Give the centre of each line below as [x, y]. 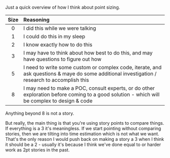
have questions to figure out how [62, 59]
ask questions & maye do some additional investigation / [90, 74]
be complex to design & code [58, 101]
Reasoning [36, 20]
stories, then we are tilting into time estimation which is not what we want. [82, 134]
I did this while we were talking [60, 28]
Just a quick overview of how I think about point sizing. [63, 7]
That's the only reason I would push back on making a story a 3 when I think [85, 139]
